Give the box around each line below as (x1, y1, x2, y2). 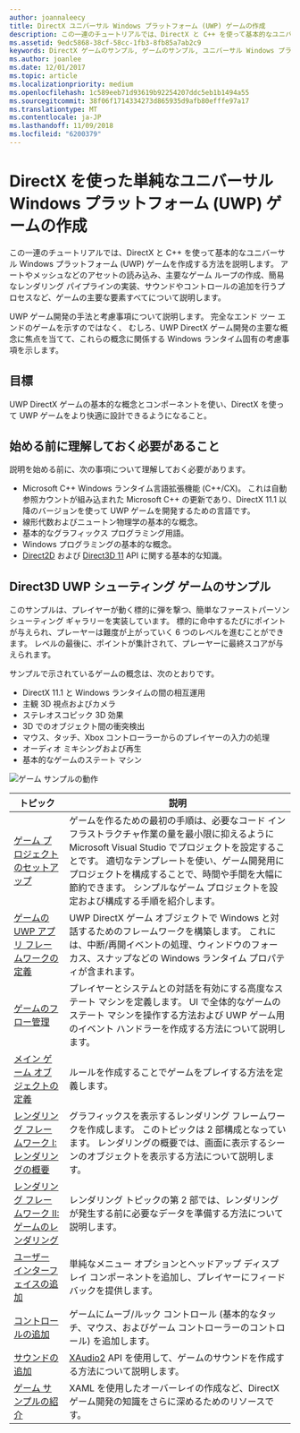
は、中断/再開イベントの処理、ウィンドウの (69, 939, 252, 951)
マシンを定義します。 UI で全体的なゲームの (97, 996, 281, 1008)
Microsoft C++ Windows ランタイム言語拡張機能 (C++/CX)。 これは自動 (21, 483, 287, 493)
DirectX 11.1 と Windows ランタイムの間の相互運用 (21, 687, 206, 699)
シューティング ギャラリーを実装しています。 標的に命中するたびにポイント (9, 615, 287, 627)
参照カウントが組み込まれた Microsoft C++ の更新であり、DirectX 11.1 (21, 494, 277, 505)
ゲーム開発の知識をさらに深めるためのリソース (69, 1395, 265, 1408)
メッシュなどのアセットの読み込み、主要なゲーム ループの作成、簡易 (32, 270, 285, 280)
